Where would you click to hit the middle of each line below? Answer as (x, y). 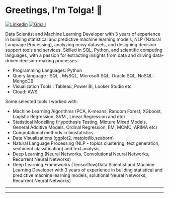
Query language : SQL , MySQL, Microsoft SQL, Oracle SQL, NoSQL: (83, 75)
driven (12, 60)
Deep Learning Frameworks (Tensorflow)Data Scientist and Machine (83, 164)
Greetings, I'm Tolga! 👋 (54, 10)
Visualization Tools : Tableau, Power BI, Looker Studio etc (72, 86)
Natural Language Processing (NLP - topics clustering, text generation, (86, 143)
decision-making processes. (49, 60)
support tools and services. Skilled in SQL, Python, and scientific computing (84, 50)
